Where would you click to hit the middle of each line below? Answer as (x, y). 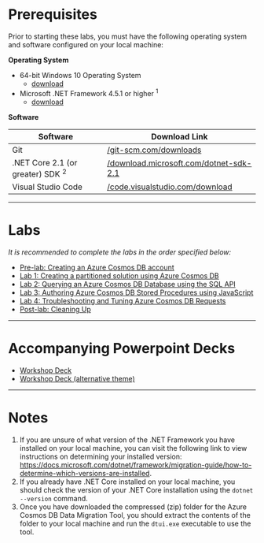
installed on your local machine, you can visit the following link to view (133, 448)
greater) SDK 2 (39, 173)
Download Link (180, 136)
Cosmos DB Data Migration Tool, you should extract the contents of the (135, 515)
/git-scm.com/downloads (154, 150)
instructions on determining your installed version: (101, 456)
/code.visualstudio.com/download (170, 187)
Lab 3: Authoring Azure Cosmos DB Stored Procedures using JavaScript (136, 292)
